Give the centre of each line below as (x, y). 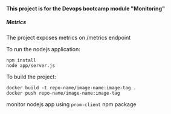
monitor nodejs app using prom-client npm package (71, 104)
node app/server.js (31, 65)
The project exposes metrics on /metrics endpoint (69, 37)
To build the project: (31, 77)
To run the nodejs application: (43, 49)
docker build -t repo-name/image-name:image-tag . (71, 87)
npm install (21, 60)
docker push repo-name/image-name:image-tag (63, 93)
